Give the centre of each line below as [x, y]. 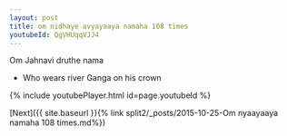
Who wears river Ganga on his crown [92, 78]
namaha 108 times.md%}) [58, 122]
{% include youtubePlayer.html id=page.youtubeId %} [110, 95]
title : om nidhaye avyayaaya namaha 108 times [99, 26]
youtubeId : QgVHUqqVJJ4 [54, 34]
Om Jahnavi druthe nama [57, 61]
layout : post [34, 18]
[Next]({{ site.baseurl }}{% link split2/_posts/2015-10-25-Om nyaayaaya [144, 113]
